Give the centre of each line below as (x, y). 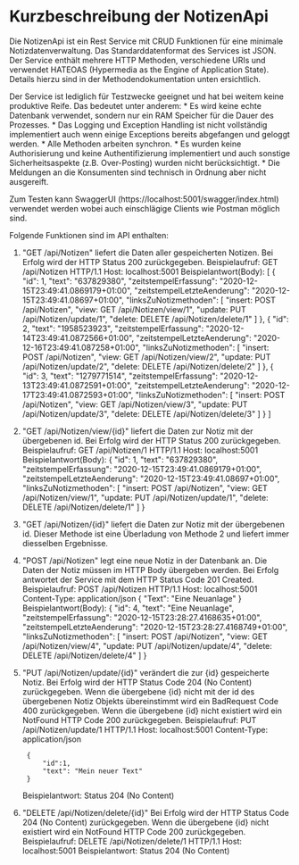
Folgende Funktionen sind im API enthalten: (89, 235)
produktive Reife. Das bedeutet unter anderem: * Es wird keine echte (135, 105)
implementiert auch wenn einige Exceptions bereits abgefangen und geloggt (149, 134)
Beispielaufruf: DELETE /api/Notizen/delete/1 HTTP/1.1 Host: (132, 841)
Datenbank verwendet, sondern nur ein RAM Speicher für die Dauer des (141, 115)
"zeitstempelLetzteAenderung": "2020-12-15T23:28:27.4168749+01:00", (155, 627)
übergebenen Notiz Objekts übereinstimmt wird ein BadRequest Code (150, 701)
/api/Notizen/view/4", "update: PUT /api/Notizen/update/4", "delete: (147, 645)
